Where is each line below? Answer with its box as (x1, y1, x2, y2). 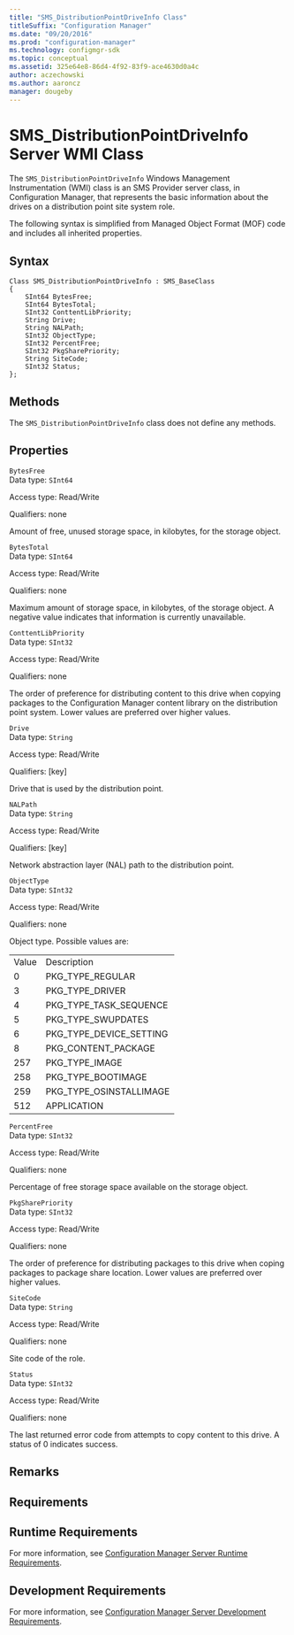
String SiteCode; (25, 355, 89, 364)
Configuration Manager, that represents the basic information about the (9, 192, 269, 203)
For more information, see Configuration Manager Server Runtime (9, 1548, 248, 1559)
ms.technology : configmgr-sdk (9, 46, 121, 55)
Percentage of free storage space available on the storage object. (9, 1181, 249, 1192)
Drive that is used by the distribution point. (9, 783, 164, 793)
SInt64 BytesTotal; (25, 300, 97, 310)
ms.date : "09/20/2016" (9, 29, 93, 38)
